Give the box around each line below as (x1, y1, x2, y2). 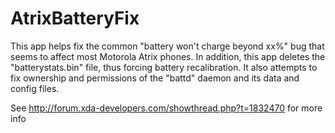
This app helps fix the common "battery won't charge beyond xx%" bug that (10, 40, 325, 52)
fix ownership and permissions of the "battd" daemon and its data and (10, 72, 300, 84)
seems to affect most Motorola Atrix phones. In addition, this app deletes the (10, 50, 326, 62)
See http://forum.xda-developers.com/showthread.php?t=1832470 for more (10, 102, 323, 114)
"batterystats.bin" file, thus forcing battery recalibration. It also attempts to (10, 61, 318, 73)
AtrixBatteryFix (10, 7, 140, 30)
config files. (10, 82, 60, 94)
